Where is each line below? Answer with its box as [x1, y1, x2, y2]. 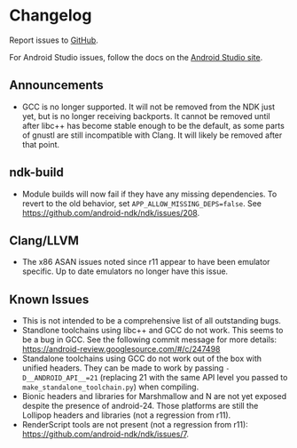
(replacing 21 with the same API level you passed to [99, 372, 288, 383]
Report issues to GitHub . [9, 35, 99, 45]
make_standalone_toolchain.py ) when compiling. [21, 381, 199, 392]
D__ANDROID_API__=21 [21, 374, 98, 383]
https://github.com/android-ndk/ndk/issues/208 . [21, 207, 200, 218]
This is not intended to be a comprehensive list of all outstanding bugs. [21, 316, 282, 326]
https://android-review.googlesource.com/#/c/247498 [21, 344, 221, 355]
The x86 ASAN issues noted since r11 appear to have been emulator [21, 257, 270, 268]
